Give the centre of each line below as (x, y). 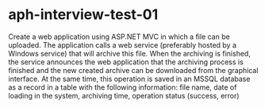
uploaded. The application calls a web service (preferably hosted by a (122, 44)
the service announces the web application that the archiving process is (126, 62)
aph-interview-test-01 (83, 15)
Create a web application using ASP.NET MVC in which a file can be (119, 37)
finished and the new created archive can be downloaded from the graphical (133, 70)
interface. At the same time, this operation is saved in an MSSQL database (129, 79)
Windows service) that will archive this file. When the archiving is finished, (130, 53)
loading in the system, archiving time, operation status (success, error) (124, 95)
